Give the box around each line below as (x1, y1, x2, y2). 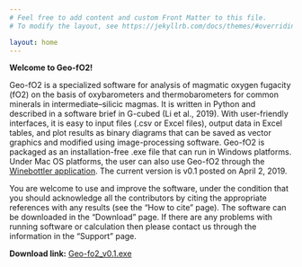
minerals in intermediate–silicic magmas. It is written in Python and (9, 99, 256, 110)
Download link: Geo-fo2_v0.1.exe (9, 248, 132, 259)
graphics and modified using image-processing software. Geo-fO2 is (9, 137, 265, 148)
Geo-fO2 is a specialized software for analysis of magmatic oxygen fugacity (9, 80, 291, 91)
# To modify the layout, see (9, 22, 119, 31)
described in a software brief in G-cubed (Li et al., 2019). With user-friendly (9, 109, 289, 120)
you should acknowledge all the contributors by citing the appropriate (9, 192, 268, 203)
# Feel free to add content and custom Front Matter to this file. (9, 13, 268, 22)
